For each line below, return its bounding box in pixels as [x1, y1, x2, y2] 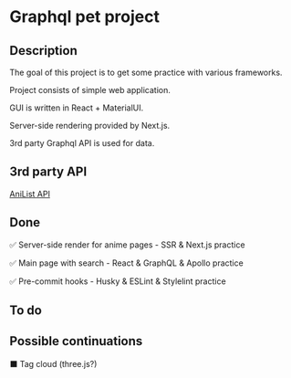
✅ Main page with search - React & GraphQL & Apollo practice [9, 257, 244, 268]
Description [9, 43, 78, 58]
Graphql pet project [9, 6, 160, 27]
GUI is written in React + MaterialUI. [9, 102, 144, 113]
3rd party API [9, 164, 88, 180]
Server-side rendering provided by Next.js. [9, 121, 171, 131]
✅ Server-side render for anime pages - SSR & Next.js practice [9, 239, 245, 250]
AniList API [9, 188, 50, 199]
